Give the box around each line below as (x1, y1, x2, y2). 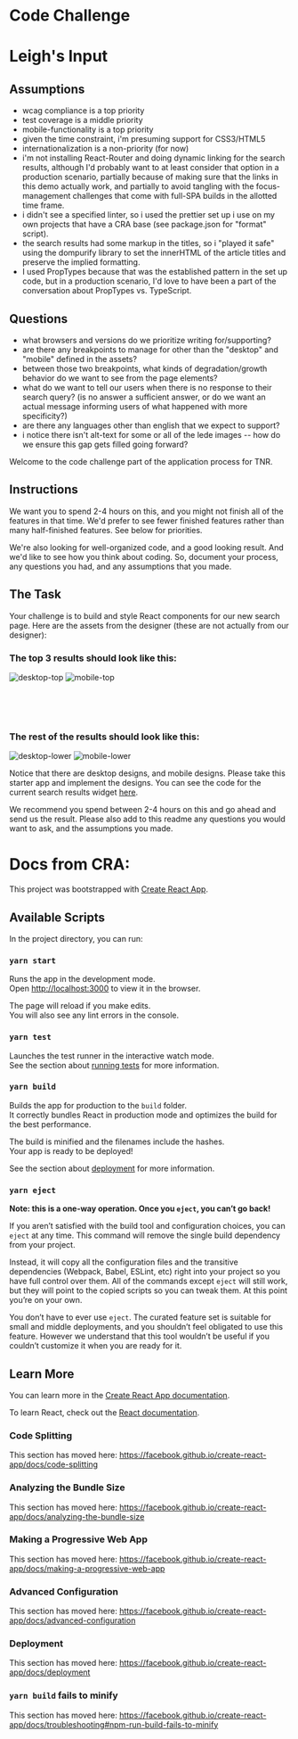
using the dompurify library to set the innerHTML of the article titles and (21, 247, 286, 259)
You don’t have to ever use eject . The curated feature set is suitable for (9, 1312, 271, 1323)
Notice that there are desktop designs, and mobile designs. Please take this (9, 768, 286, 779)
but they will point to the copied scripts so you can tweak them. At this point (9, 1285, 287, 1296)
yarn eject (9, 1185, 56, 1195)
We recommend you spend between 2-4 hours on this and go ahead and (9, 804, 277, 815)
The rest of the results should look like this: (9, 730, 200, 743)
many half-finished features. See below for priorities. (9, 524, 203, 535)
